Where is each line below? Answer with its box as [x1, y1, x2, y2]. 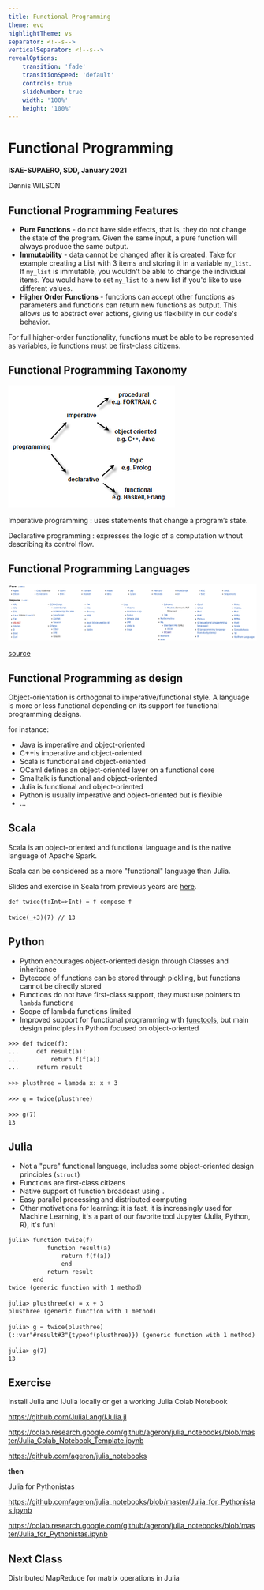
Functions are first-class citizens [19, 1177, 126, 1187]
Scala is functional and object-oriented [19, 757, 146, 767]
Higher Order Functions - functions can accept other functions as [19, 292, 235, 301]
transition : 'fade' [22, 63, 87, 71]
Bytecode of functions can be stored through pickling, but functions [19, 973, 240, 982]
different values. [19, 284, 73, 292]
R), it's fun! [19, 1219, 56, 1229]
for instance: [8, 725, 50, 734]
